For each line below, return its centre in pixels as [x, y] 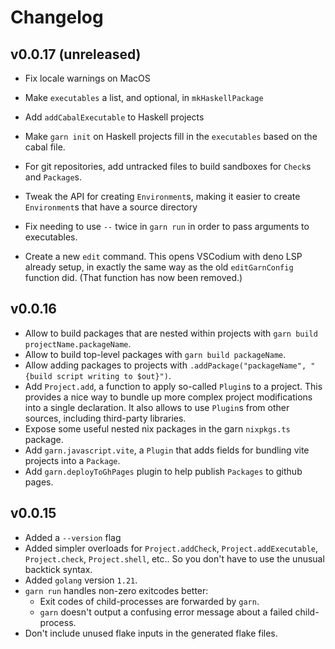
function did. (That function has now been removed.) [133, 277]
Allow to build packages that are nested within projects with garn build [171, 333]
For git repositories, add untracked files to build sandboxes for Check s [168, 166]
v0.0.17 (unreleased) [76, 54]
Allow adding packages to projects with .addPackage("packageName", [165, 365]
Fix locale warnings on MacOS [87, 78]
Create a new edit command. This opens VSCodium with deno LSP [163, 256]
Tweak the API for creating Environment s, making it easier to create [162, 196]
